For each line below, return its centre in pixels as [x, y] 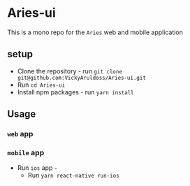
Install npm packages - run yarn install [75, 92]
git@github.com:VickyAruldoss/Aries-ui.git [82, 78]
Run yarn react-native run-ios [74, 176]
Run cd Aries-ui [41, 85]
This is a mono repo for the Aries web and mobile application [95, 32]
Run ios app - [37, 168]
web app [20, 134]
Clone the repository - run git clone [70, 71]
